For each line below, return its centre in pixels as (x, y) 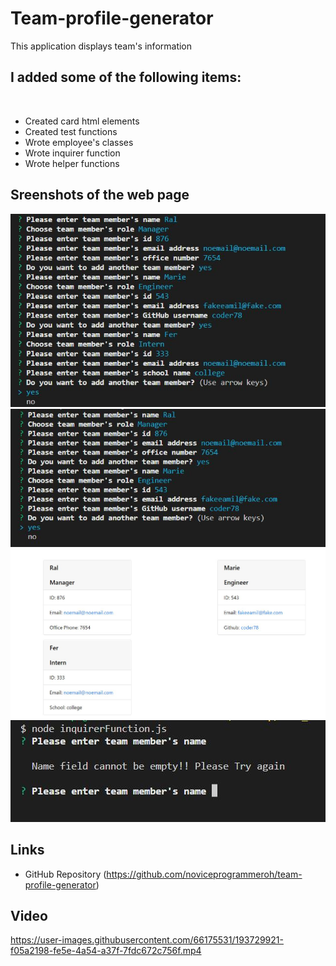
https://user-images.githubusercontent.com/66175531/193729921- (147, 940)
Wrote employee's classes (79, 142)
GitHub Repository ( (65, 874)
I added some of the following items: (126, 77)
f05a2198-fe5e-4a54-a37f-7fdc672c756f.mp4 (106, 951)
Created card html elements (82, 121)
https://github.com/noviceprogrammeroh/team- (204, 874)
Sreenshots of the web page (100, 195)
